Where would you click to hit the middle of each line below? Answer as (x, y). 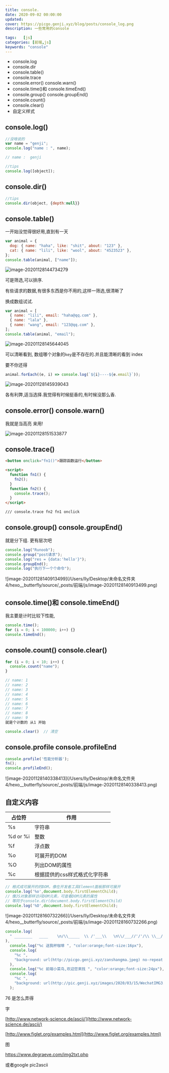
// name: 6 (17, 704)
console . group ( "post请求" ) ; (34, 555)
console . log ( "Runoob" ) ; (30, 550)
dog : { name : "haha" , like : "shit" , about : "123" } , (66, 246)
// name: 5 (17, 699)
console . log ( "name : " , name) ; (38, 148)
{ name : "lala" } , (29, 320)
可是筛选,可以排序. (24, 280)
